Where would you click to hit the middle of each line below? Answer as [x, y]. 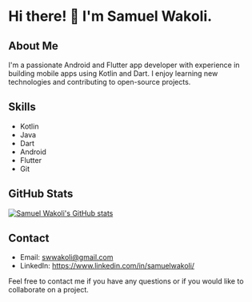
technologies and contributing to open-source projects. [100, 82]
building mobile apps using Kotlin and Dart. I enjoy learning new [113, 74]
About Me [33, 46]
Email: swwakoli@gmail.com [66, 257]
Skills [22, 107]
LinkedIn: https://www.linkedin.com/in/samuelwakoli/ [107, 266]
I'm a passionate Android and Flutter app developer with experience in [124, 65]
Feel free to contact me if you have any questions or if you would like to [126, 281]
